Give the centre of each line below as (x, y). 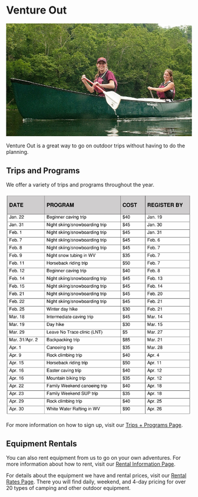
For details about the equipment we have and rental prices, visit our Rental (96, 476)
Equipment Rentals (42, 444)
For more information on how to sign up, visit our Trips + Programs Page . (95, 425)
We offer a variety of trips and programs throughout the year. (80, 185)
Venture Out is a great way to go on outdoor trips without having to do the (96, 146)
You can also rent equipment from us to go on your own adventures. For (93, 458)
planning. (17, 152)
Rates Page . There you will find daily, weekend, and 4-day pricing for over (96, 482)
